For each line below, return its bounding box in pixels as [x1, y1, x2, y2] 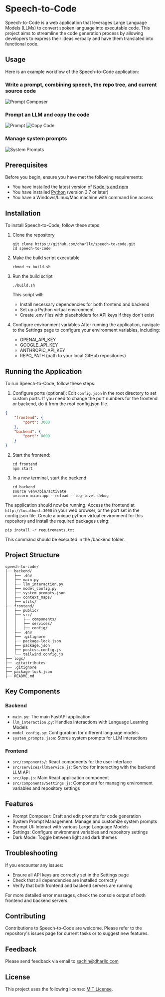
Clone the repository [12, 232, 55, 238]
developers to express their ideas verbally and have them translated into [5, 36, 154, 42]
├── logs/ [5, 656, 26, 661]
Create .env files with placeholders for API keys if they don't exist [19, 312, 155, 318]
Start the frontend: [12, 452, 51, 458]
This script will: [12, 292, 44, 298]
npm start [12, 466, 33, 471]
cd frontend [12, 462, 37, 467]
